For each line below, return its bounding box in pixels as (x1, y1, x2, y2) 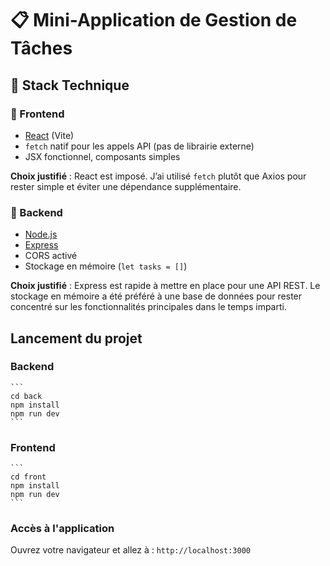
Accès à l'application (10, 522, 115, 536)
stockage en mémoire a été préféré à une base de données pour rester (10, 290, 303, 302)
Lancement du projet (10, 330, 143, 347)
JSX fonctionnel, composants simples (24, 150, 181, 162)
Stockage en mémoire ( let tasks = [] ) (24, 260, 188, 272)
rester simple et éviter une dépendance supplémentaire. (10, 180, 242, 192)
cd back (10, 391, 43, 401)
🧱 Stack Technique (10, 77, 130, 94)
